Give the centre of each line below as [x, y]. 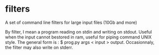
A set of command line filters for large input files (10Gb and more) [71, 22]
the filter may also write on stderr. [39, 47]
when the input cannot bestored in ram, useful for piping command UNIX [78, 37]
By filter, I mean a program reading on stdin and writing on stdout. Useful [79, 32]
